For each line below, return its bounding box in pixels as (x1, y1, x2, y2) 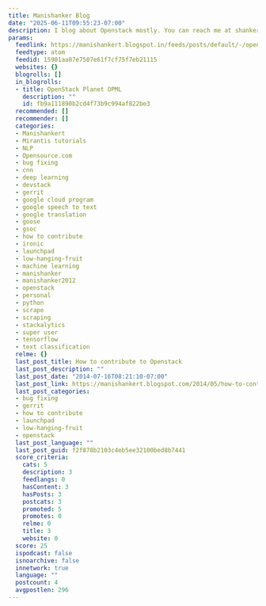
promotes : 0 (22, 513, 62, 520)
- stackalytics (15, 321, 66, 329)
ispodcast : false (15, 549, 73, 557)
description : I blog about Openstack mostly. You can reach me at (8, 26, 232, 34)
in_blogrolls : (15, 78, 62, 86)
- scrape (15, 306, 44, 314)
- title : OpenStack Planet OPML (15, 85, 123, 93)
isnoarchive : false (15, 556, 80, 565)
